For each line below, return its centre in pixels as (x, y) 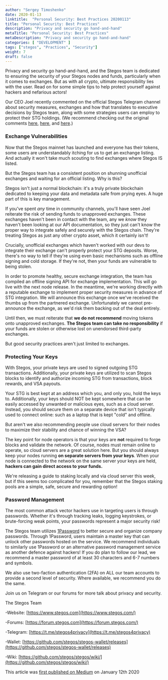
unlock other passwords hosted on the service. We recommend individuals (82, 542)
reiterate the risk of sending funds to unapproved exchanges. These (75, 214)
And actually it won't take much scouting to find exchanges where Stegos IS (84, 158)
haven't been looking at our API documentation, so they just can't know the (83, 225)
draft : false (19, 57)
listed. (12, 163)
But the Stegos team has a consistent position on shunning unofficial (76, 173)
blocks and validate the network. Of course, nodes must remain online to (80, 445)
